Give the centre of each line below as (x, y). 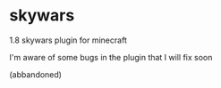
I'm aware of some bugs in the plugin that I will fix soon (111, 57)
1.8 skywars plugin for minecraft (68, 40)
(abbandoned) (36, 74)
